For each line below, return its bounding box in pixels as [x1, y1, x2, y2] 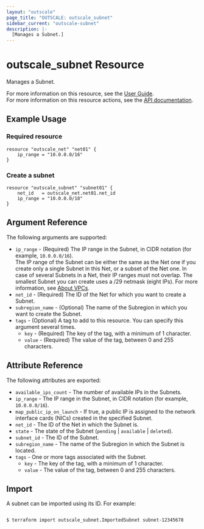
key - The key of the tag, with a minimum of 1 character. [24, 459, 164, 467]
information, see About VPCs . [15, 284, 90, 292]
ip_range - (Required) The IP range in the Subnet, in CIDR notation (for [15, 245, 192, 253]
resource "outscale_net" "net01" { [6, 146, 97, 153]
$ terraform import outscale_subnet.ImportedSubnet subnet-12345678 [6, 517, 184, 524]
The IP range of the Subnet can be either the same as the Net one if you [15, 258, 196, 265]
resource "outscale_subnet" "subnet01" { [6, 185, 113, 191]
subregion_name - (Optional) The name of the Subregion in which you [15, 303, 188, 311]
